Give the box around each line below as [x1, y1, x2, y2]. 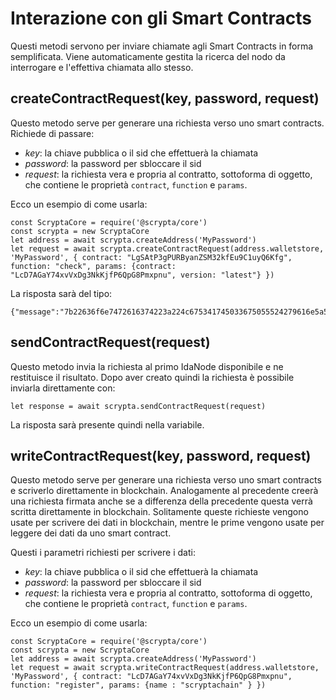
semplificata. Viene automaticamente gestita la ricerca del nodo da [10, 50, 286, 62]
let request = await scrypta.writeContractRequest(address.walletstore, [10, 663, 320, 673]
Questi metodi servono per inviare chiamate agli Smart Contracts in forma [10, 40, 314, 52]
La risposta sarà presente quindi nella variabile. [10, 418, 205, 431]
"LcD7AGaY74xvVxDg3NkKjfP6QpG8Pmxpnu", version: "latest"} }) [10, 270, 275, 280]
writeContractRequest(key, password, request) [10, 447, 312, 464]
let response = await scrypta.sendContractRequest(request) [10, 401, 267, 411]
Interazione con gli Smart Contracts [10, 7, 313, 30]
